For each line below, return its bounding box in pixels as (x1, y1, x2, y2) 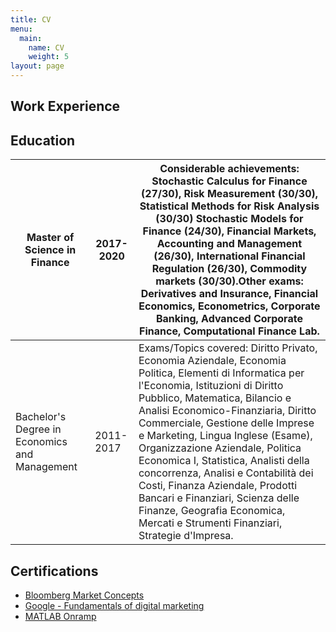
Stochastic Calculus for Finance (151, 174, 308, 188)
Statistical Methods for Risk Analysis (139, 199, 320, 213)
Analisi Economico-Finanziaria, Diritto (138, 404, 317, 418)
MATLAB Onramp (24, 611, 97, 623)
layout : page (10, 61, 65, 71)
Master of (26, 231, 75, 245)
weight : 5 (28, 52, 70, 62)
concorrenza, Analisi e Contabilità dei (138, 466, 314, 480)
